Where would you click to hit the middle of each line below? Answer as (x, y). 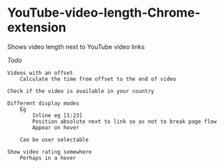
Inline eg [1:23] (57, 115)
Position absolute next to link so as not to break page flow (125, 121)
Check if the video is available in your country (81, 91)
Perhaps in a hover (48, 158)
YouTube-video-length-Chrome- (104, 13)
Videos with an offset (40, 73)
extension (37, 27)
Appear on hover (56, 127)
